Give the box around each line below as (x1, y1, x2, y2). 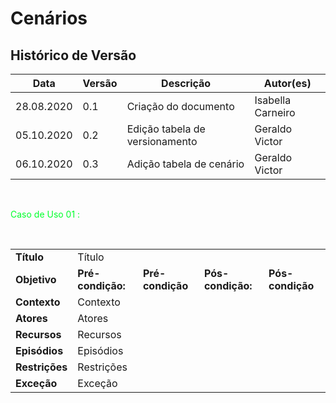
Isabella (254, 93, 292, 107)
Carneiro (254, 106, 296, 119)
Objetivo (15, 273, 57, 286)
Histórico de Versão (10, 47, 137, 64)
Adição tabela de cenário (126, 157, 245, 171)
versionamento (126, 135, 198, 148)
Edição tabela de (126, 122, 206, 136)
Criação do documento (126, 100, 235, 113)
